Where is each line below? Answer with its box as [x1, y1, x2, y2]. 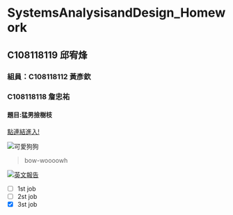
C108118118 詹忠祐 [7, 92, 70, 102]
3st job [17, 200, 38, 208]
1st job [17, 184, 36, 193]
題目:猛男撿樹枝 [7, 111, 52, 119]
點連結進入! [7, 127, 40, 136]
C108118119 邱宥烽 [7, 49, 88, 61]
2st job [17, 192, 38, 200]
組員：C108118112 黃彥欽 [7, 72, 92, 81]
